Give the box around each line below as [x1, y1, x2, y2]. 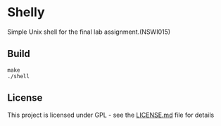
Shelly [7, 4, 45, 20]
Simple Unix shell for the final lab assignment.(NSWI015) [7, 27, 171, 36]
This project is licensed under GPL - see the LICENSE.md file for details [7, 111, 215, 119]
